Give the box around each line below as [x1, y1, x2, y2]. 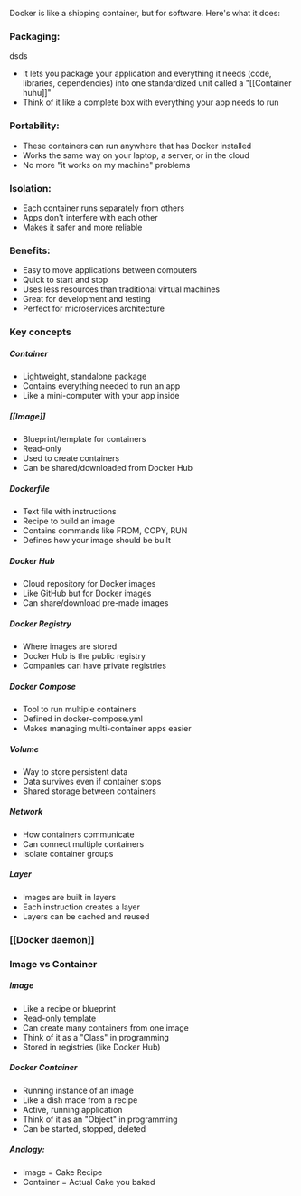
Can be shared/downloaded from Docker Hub [22, 463, 193, 474]
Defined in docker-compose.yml [22, 713, 143, 724]
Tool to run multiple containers [22, 703, 137, 714]
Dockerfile [9, 483, 50, 494]
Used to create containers [22, 453, 120, 464]
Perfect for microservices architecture [22, 303, 165, 315]
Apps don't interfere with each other [22, 212, 158, 222]
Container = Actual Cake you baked [22, 1176, 155, 1187]
